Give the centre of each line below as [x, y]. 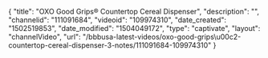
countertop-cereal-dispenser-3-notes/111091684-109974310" [110, 45]
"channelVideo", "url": [45, 37]
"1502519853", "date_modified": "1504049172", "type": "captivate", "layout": [134, 28]
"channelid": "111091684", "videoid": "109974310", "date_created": [118, 20]
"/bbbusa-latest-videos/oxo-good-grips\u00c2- [162, 37]
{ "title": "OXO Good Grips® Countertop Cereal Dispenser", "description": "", [134, 12]
